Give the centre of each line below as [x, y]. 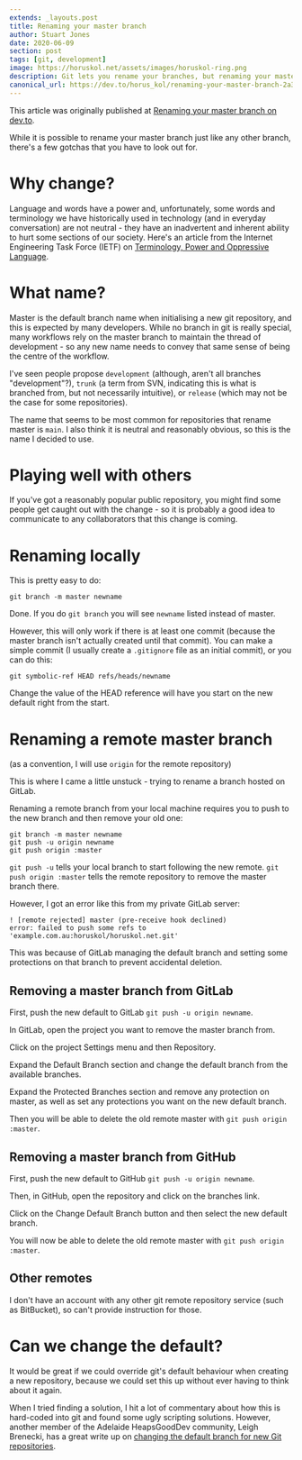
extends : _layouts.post [54, 18]
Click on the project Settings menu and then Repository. [113, 1047]
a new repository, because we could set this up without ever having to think [149, 1381]
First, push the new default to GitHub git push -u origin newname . [132, 1178]
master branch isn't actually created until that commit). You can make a [141, 641]
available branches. [45, 1074]
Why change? [62, 183]
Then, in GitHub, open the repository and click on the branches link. [135, 1196]
